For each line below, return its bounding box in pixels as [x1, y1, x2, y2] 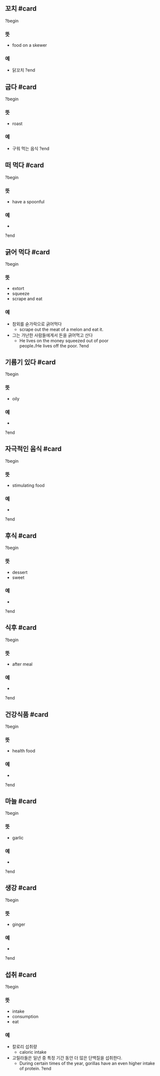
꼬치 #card [5, 4, 37, 13]
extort [12, 286, 24, 291]
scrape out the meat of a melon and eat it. [19, 326, 104, 332]
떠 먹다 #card [5, 161, 44, 169]
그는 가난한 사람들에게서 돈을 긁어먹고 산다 [12, 332, 93, 338]
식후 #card [5, 624, 37, 632]
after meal [12, 661, 33, 667]
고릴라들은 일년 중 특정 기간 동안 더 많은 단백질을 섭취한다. [12, 1055, 123, 1060]
